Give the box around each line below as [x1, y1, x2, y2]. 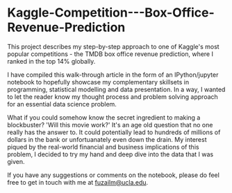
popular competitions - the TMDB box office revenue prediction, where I [7, 50, 214, 58]
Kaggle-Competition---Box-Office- [7, 5, 215, 21]
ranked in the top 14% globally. [7, 57, 96, 65]
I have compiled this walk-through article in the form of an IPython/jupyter [7, 71, 219, 79]
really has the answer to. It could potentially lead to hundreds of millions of [7, 128, 221, 136]
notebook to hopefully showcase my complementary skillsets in [7, 77, 190, 86]
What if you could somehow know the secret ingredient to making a [7, 113, 201, 122]
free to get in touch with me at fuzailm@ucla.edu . [7, 178, 149, 186]
